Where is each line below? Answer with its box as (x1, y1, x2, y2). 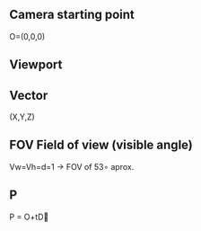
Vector (9, 87, 48, 102)
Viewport (9, 58, 63, 73)
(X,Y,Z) (9, 111, 36, 122)
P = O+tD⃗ (9, 211, 49, 222)
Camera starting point (9, 7, 135, 22)
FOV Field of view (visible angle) (9, 138, 193, 153)
